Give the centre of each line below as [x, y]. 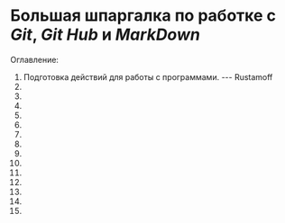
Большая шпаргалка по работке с [143, 16]
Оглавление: [35, 59]
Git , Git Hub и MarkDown [106, 35]
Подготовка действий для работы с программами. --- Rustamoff [148, 76]
